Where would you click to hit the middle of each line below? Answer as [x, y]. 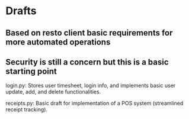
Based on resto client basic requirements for [89, 33]
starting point [31, 71]
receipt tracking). [27, 110]
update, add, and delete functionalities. [53, 92]
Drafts [21, 11]
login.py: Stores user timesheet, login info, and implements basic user [91, 86]
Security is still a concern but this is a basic [87, 62]
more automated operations [58, 42]
